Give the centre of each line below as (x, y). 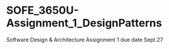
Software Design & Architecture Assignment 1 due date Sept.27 (85, 39)
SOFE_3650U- (43, 10)
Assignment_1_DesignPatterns (84, 23)
